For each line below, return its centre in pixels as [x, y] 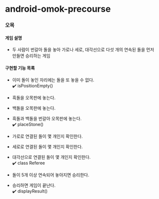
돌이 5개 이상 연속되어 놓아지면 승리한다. [51, 174]
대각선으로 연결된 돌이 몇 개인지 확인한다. [51, 157]
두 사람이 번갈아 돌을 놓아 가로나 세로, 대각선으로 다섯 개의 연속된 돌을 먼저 [83, 50]
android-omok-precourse [58, 9]
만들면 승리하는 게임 [31, 56]
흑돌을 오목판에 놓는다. [34, 98]
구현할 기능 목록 [20, 68]
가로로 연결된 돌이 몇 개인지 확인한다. [47, 136]
